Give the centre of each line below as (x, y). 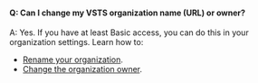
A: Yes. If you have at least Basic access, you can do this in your (129, 32)
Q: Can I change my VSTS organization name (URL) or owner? (128, 13)
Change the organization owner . (82, 69)
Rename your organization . (73, 60)
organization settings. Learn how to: (76, 42)
